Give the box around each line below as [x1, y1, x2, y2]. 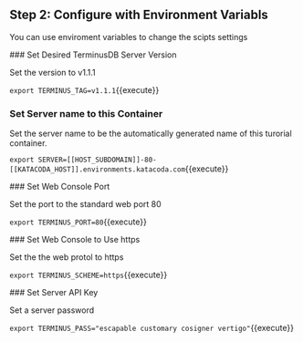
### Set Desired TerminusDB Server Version [9, 49, 177, 60]
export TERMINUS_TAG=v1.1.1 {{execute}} [9, 84, 160, 95]
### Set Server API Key [9, 287, 99, 298]
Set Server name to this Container [9, 107, 163, 119]
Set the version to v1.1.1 [9, 67, 96, 78]
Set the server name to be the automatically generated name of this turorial [9, 128, 292, 140]
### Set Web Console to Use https [9, 234, 141, 245]
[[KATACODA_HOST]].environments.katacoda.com [9, 165, 185, 174]
